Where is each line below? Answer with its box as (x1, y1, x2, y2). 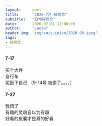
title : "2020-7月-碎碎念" (5, 12, 68, 17)
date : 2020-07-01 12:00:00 (5, 21, 75, 26)
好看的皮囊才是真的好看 (5, 115, 54, 121)
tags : (5, 35, 17, 40)
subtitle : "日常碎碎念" (5, 16, 56, 21)
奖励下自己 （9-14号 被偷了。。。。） (5, 79, 74, 85)
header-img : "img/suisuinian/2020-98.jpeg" (5, 30, 98, 35)
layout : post (5, 7, 42, 12)
